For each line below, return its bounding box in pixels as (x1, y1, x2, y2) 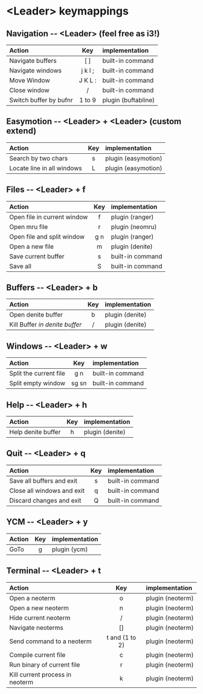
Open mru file (9, 222, 48, 231)
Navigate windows (9, 67, 62, 74)
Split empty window (9, 379, 65, 388)
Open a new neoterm (9, 604, 69, 612)
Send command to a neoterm (9, 637, 92, 646)
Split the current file (9, 369, 65, 378)
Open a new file (9, 242, 54, 251)
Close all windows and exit (9, 486, 85, 495)
